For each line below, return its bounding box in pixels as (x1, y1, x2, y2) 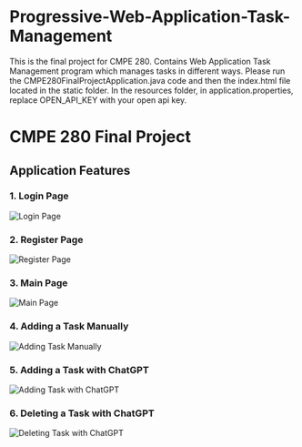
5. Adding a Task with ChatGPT (9, 363, 150, 376)
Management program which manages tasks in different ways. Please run (9, 66, 286, 76)
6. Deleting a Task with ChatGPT (9, 407, 155, 420)
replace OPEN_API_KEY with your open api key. (9, 94, 187, 106)
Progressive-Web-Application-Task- (9, 6, 291, 27)
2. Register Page (9, 233, 84, 246)
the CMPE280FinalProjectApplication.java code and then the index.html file (9, 75, 291, 86)
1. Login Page (9, 189, 69, 202)
